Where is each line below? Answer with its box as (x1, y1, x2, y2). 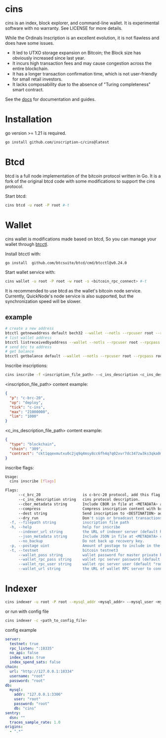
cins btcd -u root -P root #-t (5, 203, 70, 208)
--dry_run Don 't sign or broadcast (18, 516, 134, 520)
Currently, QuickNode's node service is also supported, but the (5, 293, 134, 299)
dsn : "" (9, 715, 26, 720)
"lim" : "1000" (9, 414, 39, 419)
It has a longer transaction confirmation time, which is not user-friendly (12, 71, 157, 76)
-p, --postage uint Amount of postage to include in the (9, 543, 161, 548)
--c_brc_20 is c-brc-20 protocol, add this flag (18, 493, 161, 498)
